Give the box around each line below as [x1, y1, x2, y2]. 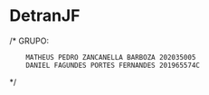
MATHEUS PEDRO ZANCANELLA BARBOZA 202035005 [25, 52, 196, 62]
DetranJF [9, 5, 81, 26]
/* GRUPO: [9, 35, 50, 46]
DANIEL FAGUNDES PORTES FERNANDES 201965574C [25, 61, 201, 70]
